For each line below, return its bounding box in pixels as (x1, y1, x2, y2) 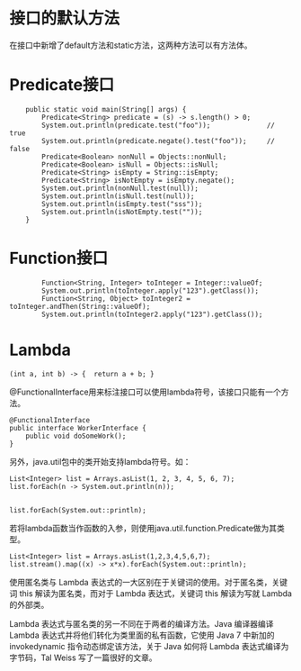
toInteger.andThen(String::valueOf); (9, 302, 151, 311)
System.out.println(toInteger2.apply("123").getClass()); (41, 310, 263, 319)
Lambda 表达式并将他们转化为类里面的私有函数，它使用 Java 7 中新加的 (9, 630, 276, 640)
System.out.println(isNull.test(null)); (41, 191, 195, 201)
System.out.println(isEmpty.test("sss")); (41, 199, 203, 208)
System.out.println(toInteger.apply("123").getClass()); (41, 286, 259, 295)
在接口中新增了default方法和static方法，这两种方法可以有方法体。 (9, 40, 252, 50)
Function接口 (9, 249, 109, 268)
